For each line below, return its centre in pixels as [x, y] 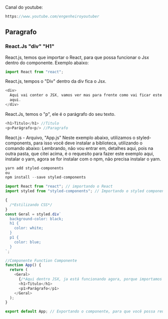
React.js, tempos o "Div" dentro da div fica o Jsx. [56, 81]
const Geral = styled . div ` [33, 214]
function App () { [23, 265]
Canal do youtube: [24, 7]
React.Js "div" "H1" [30, 46]
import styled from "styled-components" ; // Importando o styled [74, 191]
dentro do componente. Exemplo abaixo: [47, 63]
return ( [19, 270]
